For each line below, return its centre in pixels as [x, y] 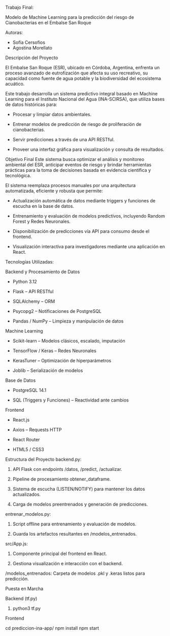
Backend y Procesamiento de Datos [43, 272]
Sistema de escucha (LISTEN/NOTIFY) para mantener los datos [79, 489]
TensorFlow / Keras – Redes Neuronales [54, 351]
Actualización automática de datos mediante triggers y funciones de [84, 201]
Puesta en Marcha [24, 589]
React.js [21, 420]
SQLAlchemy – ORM [34, 301]
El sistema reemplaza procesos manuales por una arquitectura [71, 185]
